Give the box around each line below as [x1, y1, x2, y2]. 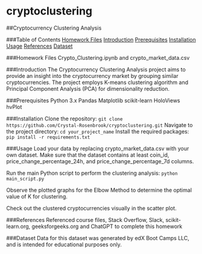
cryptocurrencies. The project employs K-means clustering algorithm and [6, 79, 189, 86]
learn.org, [6, 223, 31, 230]
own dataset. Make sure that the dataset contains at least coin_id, [6, 151, 169, 158]
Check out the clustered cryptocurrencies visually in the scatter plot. [6, 204, 177, 212]
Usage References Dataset [6, 42, 73, 50]
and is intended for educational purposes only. [6, 241, 122, 248]
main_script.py [6, 175, 45, 182]
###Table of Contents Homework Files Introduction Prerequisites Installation [6, 36, 196, 43]
